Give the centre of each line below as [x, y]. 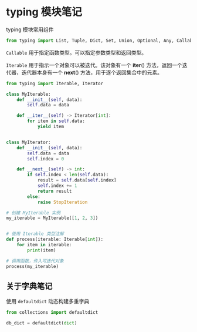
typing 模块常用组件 [30, 29]
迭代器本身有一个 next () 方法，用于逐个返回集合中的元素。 [92, 72]
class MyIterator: [28, 142]
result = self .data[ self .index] [77, 180]
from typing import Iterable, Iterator [55, 83]
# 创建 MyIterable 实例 [33, 213]
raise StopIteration [62, 202]
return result [55, 191]
